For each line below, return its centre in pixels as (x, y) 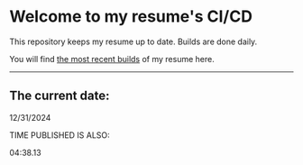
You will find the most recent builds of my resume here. (112, 59)
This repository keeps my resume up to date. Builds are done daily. (133, 41)
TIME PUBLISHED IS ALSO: (60, 135)
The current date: (60, 96)
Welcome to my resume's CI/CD (131, 17)
